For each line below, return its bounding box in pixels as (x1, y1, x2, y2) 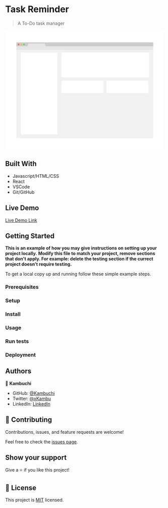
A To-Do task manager (17, 20, 65, 26)
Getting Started (5, 231, 55, 240)
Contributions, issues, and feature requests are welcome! (5, 429, 124, 435)
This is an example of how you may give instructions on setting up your (5, 245, 157, 251)
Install (5, 311, 21, 318)
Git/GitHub (12, 189, 35, 195)
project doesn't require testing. (5, 261, 72, 267)
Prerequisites (5, 284, 39, 291)
